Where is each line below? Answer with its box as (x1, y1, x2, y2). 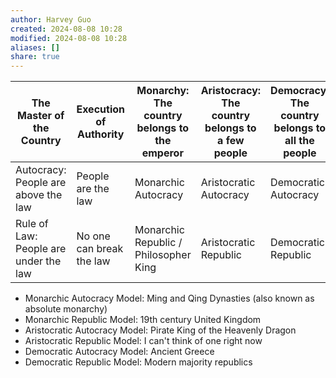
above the (15, 188, 63, 202)
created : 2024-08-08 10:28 (10, 24, 123, 34)
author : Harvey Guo (10, 14, 92, 25)
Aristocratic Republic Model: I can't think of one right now (24, 335, 263, 347)
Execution (76, 102, 125, 116)
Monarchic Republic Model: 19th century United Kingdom (24, 314, 262, 326)
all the (284, 134, 315, 148)
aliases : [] (10, 42, 60, 53)
